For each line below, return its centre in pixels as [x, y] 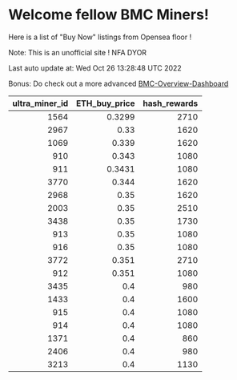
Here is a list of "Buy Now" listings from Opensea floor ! [100, 37]
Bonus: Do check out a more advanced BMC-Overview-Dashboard [118, 83]
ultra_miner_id [40, 103]
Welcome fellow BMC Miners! [109, 15]
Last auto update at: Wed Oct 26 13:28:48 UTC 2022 [95, 68]
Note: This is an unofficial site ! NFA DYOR [77, 52]
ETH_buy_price [105, 103]
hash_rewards [171, 103]
